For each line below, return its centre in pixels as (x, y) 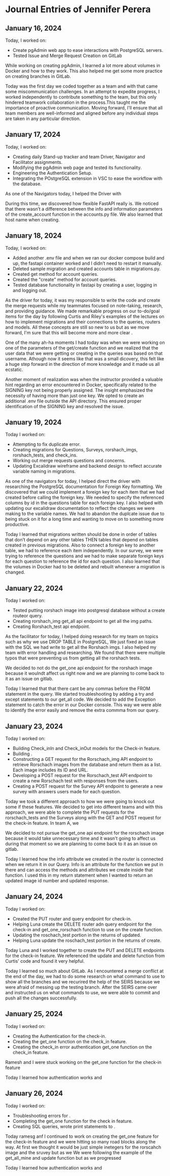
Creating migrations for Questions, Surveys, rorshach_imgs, (75, 450)
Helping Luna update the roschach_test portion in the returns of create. (87, 940)
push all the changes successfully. (41, 998)
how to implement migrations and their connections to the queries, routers (83, 322)
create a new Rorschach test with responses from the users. (76, 781)
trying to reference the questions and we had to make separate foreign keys (84, 556)
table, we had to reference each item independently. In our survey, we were (84, 551)
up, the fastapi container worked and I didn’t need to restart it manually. (87, 263)
